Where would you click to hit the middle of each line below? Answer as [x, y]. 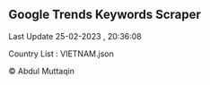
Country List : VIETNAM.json [61, 54]
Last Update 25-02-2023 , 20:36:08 [75, 36]
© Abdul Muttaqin [42, 71]
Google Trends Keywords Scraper [105, 15]
